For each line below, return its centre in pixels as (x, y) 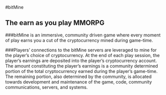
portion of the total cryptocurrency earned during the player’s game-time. (81, 71)
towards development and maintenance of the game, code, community (79, 81)
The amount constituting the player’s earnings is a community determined (82, 66)
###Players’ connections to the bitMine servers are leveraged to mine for (81, 50)
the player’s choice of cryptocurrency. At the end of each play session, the (82, 55)
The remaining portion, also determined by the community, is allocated (78, 76)
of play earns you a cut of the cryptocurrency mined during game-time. (79, 40)
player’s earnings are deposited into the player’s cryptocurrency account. (81, 60)
